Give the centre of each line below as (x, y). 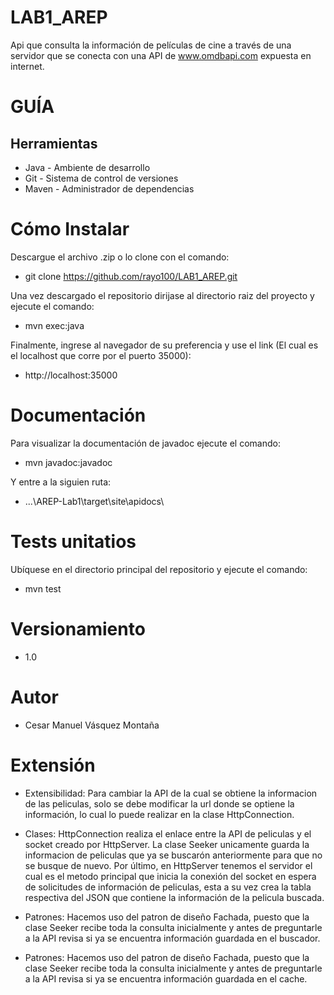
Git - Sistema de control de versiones (101, 178)
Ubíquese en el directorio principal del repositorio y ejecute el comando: (159, 569)
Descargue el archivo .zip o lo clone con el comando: (120, 257)
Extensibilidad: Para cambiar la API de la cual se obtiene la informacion (171, 793)
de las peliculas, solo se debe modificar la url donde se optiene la (159, 803)
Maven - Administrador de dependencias (109, 188)
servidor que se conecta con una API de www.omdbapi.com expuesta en (161, 55)
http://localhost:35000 (71, 375)
